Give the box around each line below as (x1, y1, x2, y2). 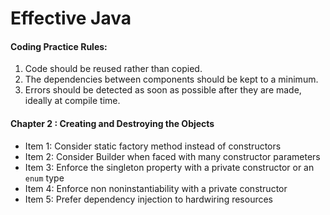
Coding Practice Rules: (10, 40, 108, 52)
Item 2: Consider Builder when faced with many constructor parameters (24, 150, 321, 162)
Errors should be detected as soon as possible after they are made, (24, 84, 302, 96)
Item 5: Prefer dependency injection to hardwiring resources (24, 193, 274, 205)
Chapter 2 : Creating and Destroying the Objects (10, 117, 215, 129)
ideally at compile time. (24, 95, 121, 107)
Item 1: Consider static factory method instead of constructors (24, 140, 282, 152)
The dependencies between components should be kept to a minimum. (24, 73, 319, 86)
